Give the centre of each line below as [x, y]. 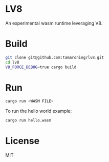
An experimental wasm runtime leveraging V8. [54, 23]
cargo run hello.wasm [28, 120]
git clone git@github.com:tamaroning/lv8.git [54, 57]
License [23, 141]
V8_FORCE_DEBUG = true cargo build [41, 67]
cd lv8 [12, 62]
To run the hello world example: [39, 111]
